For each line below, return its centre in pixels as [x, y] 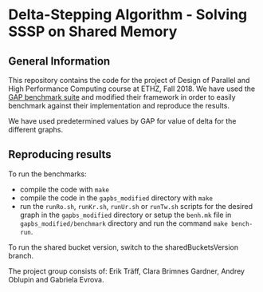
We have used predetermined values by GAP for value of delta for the [122, 121]
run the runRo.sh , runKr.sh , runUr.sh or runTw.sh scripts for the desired [136, 206]
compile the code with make [65, 189]
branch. [21, 255]
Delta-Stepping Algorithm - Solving [128, 15]
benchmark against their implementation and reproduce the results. [119, 106]
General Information [59, 61]
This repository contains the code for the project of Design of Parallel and [129, 80]
